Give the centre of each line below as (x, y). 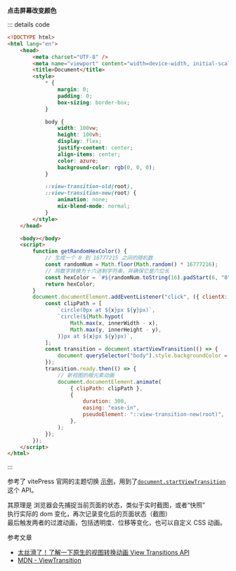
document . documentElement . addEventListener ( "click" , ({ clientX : (130, 297)
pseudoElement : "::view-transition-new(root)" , (153, 415)
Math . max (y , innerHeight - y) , (116, 330)
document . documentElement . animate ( (109, 382)
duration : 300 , (105, 401)
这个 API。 (22, 490)
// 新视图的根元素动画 (86, 375)
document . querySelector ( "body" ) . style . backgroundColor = (143, 356)
